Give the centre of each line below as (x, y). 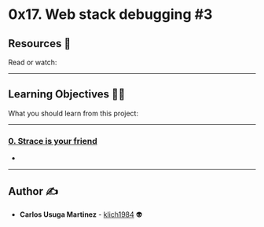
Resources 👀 (40, 44)
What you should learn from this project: (73, 113)
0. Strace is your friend (53, 141)
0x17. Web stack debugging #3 (110, 15)
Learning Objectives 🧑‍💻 (67, 95)
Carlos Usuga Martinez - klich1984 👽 (81, 214)
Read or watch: (33, 62)
